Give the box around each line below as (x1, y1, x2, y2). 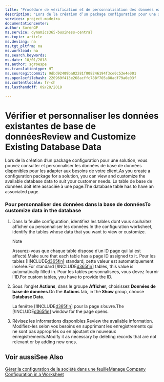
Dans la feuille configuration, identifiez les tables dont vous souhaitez (12, 218, 152, 224)
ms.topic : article (5, 35, 42, 40)
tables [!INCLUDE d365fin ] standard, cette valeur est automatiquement (12, 258, 154, 264)
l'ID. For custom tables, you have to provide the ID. (12, 274, 113, 280)
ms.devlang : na (5, 39, 36, 44)
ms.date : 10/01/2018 (5, 57, 47, 62)
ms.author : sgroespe (5, 62, 47, 67)
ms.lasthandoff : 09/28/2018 (5, 84, 62, 90)
